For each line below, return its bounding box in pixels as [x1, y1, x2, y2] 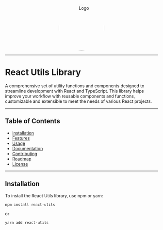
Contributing [12, 151, 37, 156]
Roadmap [12, 156, 32, 162]
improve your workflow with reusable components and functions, [5, 93, 135, 99]
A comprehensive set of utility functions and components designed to [5, 83, 145, 89]
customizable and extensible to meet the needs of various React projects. [5, 98, 152, 104]
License [12, 161, 28, 167]
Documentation [12, 145, 43, 151]
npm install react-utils [5, 202, 55, 207]
